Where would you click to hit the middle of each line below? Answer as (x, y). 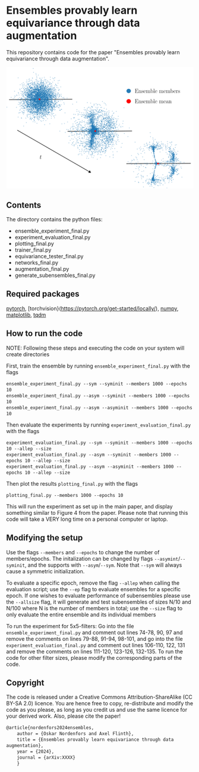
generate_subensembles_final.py (55, 276)
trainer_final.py (33, 250)
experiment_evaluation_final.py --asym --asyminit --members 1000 (90, 467)
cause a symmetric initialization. (45, 571)
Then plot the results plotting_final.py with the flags (72, 483)
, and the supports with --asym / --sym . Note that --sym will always (103, 565)
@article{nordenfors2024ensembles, (50, 728)
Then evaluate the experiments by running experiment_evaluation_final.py (99, 425)
